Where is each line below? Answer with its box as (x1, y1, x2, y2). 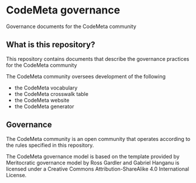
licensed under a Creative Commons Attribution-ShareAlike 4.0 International (6, 165, 189, 172)
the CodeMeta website (14, 96, 70, 103)
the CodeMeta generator (14, 103, 74, 110)
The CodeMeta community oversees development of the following (6, 72, 166, 80)
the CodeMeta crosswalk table (14, 90, 89, 97)
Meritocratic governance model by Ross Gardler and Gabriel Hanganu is (6, 159, 180, 166)
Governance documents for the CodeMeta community (6, 23, 136, 30)
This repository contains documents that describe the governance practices (6, 55, 190, 62)
